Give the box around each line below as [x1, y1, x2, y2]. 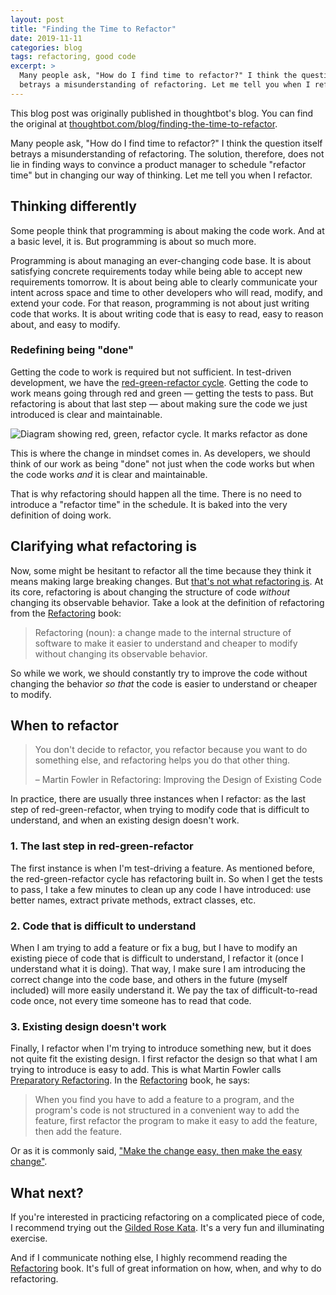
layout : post [10, 14, 65, 25]
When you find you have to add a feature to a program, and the [34, 1094, 295, 1106]
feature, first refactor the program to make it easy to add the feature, [34, 1115, 318, 1127]
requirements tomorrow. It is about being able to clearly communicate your [10, 276, 318, 288]
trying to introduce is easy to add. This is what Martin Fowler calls [10, 1064, 282, 1076]
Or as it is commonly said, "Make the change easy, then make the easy [10, 1145, 303, 1157]
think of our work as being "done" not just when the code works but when [10, 457, 315, 470]
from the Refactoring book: [10, 607, 122, 619]
